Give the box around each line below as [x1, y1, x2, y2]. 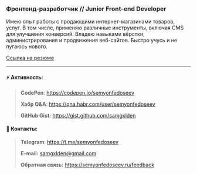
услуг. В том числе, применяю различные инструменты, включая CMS [6, 24, 184, 31]
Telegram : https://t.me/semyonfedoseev [20, 138, 119, 145]
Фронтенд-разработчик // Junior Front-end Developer [6, 5, 167, 13]
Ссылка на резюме [6, 55, 55, 62]
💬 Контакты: [6, 125, 38, 132]
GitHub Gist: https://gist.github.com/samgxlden [20, 112, 136, 119]
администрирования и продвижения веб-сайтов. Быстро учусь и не [6, 37, 178, 44]
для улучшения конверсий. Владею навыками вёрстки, [6, 31, 145, 38]
